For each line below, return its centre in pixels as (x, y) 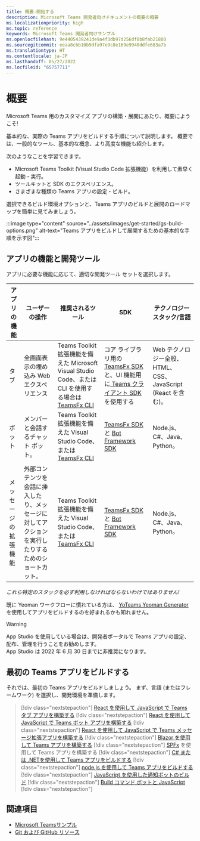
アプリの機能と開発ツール (53, 259)
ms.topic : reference (32, 28)
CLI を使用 (72, 388)
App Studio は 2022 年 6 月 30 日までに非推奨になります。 (78, 651)
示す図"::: (28, 238)
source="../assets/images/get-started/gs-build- (125, 224)
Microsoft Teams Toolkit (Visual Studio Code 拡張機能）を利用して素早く (104, 169)
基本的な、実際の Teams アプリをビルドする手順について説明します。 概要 (97, 136)
